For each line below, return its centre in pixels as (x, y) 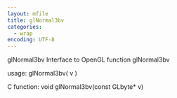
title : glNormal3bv (36, 20)
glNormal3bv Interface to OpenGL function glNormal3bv (88, 59)
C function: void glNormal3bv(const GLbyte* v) (76, 87)
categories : (25, 27)
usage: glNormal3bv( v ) (42, 73)
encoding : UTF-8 (31, 40)
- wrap (23, 33)
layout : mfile (28, 14)
